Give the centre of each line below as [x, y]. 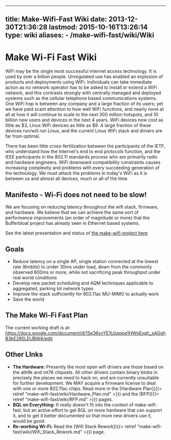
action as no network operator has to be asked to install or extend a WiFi [81, 88]
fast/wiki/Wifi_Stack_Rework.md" [47, 432]
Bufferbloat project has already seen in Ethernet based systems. [73, 223]
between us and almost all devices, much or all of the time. [67, 178]
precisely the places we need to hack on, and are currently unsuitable [86, 377]
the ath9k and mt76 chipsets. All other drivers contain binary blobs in [85, 372]
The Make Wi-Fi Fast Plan [47, 315]
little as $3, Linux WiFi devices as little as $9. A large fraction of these [78, 125]
